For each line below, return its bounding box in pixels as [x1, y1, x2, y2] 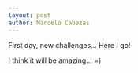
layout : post [8, 11, 51, 20]
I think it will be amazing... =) [8, 56, 102, 65]
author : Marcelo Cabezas [8, 19, 90, 27]
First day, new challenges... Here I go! [8, 40, 131, 49]
